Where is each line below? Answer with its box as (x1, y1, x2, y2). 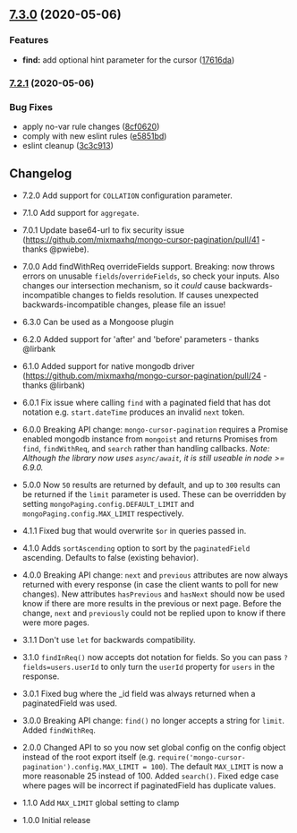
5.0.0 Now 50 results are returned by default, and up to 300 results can (21, 479, 281, 490)
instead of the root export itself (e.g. (21, 751, 156, 762)
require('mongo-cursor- (157, 752, 246, 762)
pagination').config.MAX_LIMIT (21, 762, 140, 771)
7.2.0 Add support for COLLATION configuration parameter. (21, 190, 233, 201)
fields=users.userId (21, 663, 99, 672)
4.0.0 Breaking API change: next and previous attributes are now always (21, 569, 289, 580)
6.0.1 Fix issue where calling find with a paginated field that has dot (21, 397, 271, 408)
